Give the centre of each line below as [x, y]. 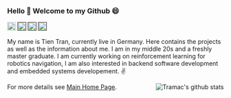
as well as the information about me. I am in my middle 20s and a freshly [110, 49]
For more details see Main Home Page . [62, 87]
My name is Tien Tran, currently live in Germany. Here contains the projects [114, 42]
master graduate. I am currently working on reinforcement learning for [107, 56]
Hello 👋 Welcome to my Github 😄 [63, 11]
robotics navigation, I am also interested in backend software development [113, 64]
